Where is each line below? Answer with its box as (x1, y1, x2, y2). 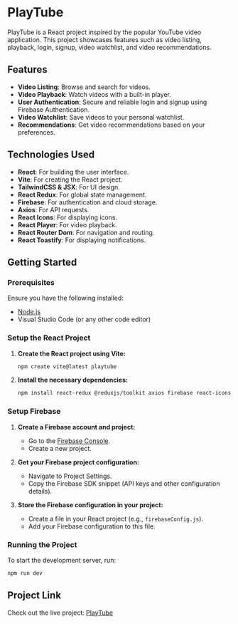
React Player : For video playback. (17, 220, 117, 229)
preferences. (17, 128, 55, 136)
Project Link (7, 589, 62, 602)
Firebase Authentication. (17, 105, 90, 114)
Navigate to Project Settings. (28, 472, 112, 480)
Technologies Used (7, 149, 94, 161)
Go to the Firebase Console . (28, 436, 111, 445)
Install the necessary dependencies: (17, 375, 128, 385)
